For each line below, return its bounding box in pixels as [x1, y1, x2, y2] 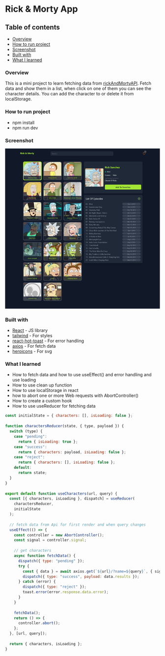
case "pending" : [14, 434, 48, 439]
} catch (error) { [18, 579, 56, 584]
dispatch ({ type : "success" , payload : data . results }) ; [23, 574, 139, 579]
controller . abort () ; [18, 621, 60, 626]
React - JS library [12, 328, 48, 333]
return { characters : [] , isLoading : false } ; [18, 460, 115, 465]
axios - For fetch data [12, 343, 56, 349]
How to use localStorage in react [12, 388, 79, 393]
